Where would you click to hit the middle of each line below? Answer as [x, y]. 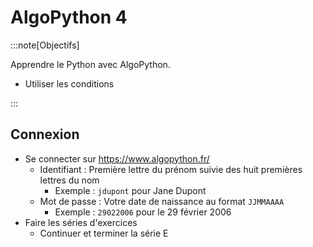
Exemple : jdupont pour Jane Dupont [130, 190]
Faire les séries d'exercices [81, 222]
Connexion [45, 134]
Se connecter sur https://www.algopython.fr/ [117, 158]
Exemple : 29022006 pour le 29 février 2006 [143, 212]
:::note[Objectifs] [45, 45]
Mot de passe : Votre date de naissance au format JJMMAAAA [162, 201]
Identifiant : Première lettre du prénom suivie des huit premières [171, 169]
